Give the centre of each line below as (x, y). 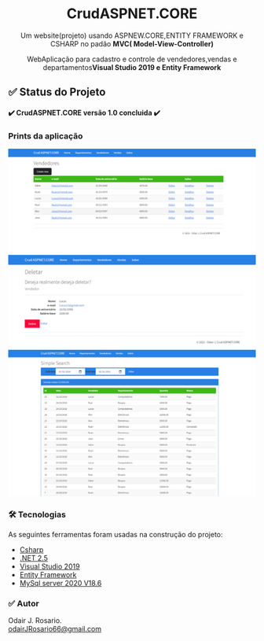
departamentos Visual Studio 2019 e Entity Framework (132, 67)
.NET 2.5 (34, 558)
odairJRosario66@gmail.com (55, 629)
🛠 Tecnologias (37, 514)
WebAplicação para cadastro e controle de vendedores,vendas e (132, 59)
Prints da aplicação (46, 136)
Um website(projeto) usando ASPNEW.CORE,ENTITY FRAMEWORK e (132, 35)
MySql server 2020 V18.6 (60, 583)
